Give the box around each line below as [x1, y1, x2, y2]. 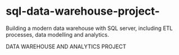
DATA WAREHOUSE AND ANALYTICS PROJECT [6, 43, 127, 50]
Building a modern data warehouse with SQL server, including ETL [6, 24, 173, 32]
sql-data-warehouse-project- [6, 4, 160, 18]
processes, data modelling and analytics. [6, 31, 110, 38]
